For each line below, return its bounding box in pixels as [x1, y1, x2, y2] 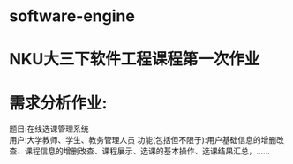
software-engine [9, 6, 135, 26]
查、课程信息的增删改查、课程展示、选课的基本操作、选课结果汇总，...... [9, 145, 271, 156]
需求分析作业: [9, 93, 108, 113]
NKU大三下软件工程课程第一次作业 [9, 49, 260, 70]
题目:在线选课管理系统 [9, 123, 90, 134]
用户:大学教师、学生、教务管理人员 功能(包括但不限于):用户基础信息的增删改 [9, 135, 285, 145]
